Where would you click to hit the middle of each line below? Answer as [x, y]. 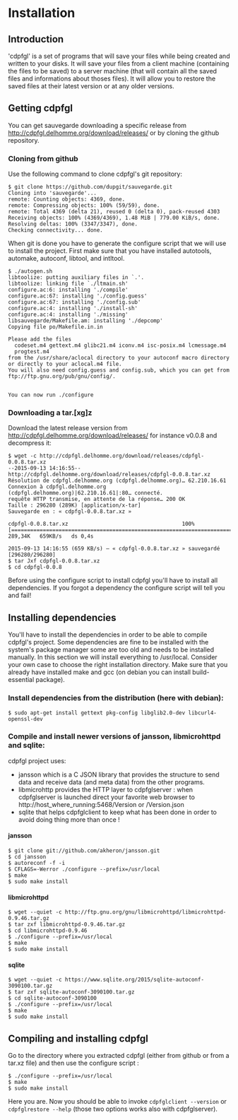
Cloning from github [43, 158]
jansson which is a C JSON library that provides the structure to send [119, 774]
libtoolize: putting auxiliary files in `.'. [76, 278]
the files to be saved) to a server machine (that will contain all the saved [113, 71]
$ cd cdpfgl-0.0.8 [35, 567]
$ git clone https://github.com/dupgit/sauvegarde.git [90, 187]
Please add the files [40, 340]
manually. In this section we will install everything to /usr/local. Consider [113, 657]
